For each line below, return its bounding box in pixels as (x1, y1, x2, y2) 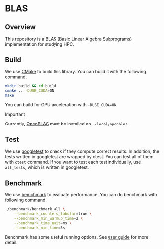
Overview (5, 23, 36, 31)
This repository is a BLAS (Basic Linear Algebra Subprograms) (5, 36, 132, 42)
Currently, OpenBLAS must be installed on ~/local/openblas (5, 121, 128, 127)
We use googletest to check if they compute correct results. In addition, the (5, 148, 160, 154)
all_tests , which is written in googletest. (5, 164, 89, 170)
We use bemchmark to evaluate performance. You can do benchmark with (5, 192, 157, 198)
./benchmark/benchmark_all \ (5, 207, 65, 212)
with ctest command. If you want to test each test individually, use (5, 159, 141, 165)
